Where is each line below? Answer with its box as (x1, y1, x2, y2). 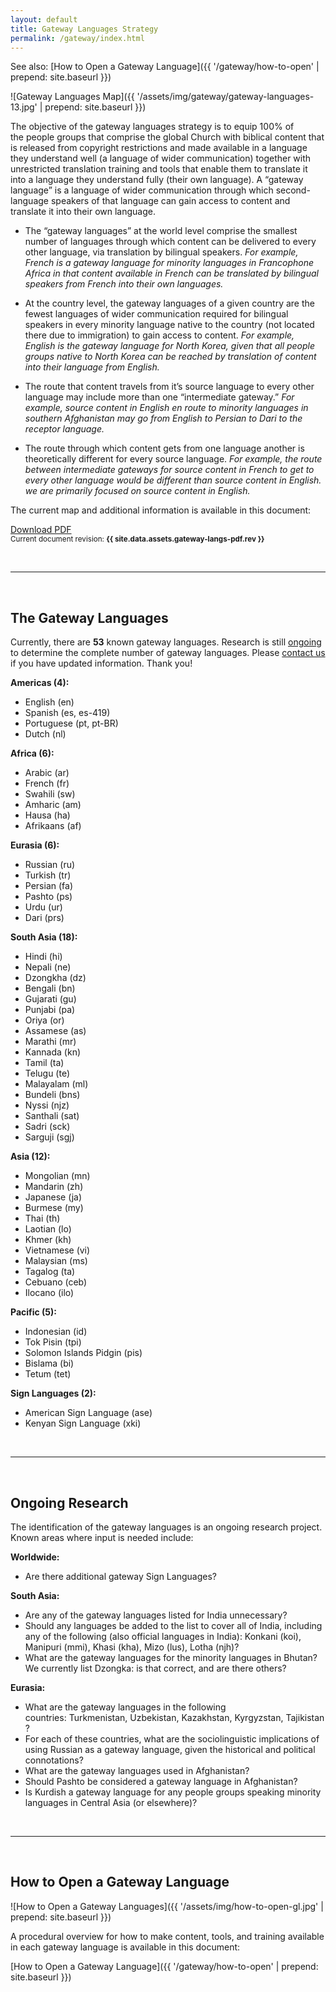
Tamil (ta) (24, 1057, 65, 1069)
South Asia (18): (10, 931, 78, 943)
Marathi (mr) (24, 1036, 77, 1048)
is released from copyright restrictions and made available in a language (10, 142, 308, 154)
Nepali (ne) (24, 961, 72, 973)
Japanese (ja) (24, 1191, 83, 1203)
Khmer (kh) (24, 1234, 72, 1246)
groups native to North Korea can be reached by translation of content (24, 351, 317, 363)
